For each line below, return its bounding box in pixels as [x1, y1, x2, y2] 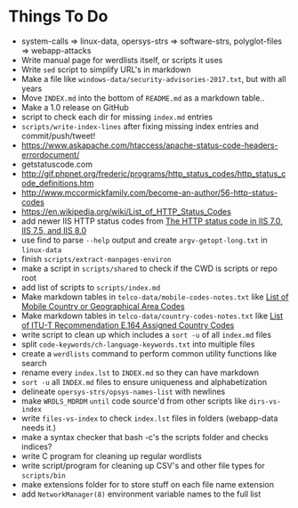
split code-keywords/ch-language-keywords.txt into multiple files [20, 339, 255, 349]
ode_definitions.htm [20, 177, 94, 188]
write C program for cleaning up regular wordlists [20, 450, 202, 461]
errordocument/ [20, 149, 80, 160]
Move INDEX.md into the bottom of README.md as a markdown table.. [20, 92, 265, 103]
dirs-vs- [248, 397, 281, 406]
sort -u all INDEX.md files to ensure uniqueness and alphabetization [20, 376, 268, 387]
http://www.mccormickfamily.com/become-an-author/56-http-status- [20, 187, 278, 198]
